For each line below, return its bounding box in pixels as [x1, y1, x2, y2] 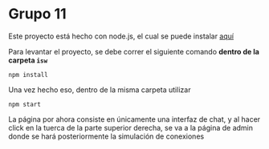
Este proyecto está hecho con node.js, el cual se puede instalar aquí [8, 31, 234, 41]
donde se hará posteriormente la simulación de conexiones [8, 131, 205, 141]
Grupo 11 [8, 5, 67, 23]
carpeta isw [8, 55, 48, 65]
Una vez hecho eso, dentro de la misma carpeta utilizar [8, 85, 191, 95]
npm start [8, 100, 42, 108]
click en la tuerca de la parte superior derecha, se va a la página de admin [8, 123, 253, 132]
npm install [8, 70, 48, 79]
